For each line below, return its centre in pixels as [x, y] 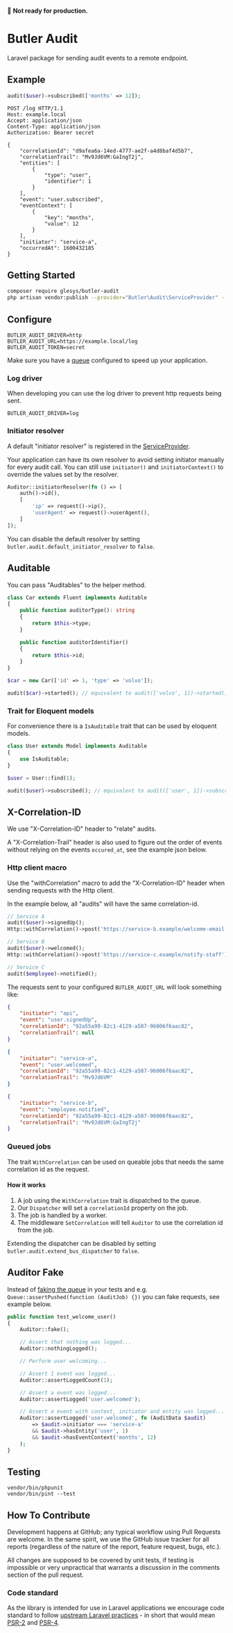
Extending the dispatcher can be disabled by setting [81, 1243]
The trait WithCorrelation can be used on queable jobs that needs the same [115, 1162]
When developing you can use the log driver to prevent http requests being [114, 394]
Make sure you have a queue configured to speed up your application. [107, 360]
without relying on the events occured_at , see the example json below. [107, 849]
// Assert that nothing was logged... [76, 1342]
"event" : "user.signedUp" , [59, 1020]
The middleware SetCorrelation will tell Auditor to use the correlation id [120, 1222]
